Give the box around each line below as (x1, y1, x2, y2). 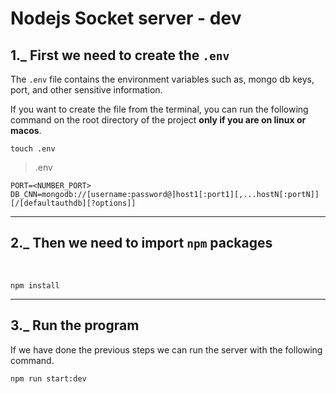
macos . (10, 125, 42, 136)
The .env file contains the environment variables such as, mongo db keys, (10, 73, 315, 85)
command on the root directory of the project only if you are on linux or (10, 114, 307, 126)
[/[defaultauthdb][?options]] (10, 198, 137, 208)
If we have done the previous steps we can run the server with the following (10, 343, 323, 356)
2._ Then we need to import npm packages (10, 235, 273, 252)
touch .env (10, 144, 56, 154)
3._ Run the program (10, 317, 140, 334)
